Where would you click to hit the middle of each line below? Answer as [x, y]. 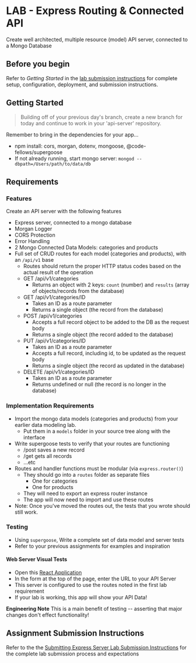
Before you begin [38, 64]
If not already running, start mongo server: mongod [74, 158]
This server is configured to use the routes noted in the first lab [91, 585]
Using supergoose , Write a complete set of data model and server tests [99, 539]
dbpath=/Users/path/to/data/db [53, 164]
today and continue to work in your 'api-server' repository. [91, 123]
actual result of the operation [58, 272]
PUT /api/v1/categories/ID [54, 341]
